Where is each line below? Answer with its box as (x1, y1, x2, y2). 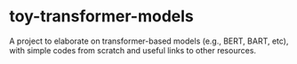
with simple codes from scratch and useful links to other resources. (9, 44, 256, 55)
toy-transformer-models (9, 6, 194, 27)
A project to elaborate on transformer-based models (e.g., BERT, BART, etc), (9, 36, 289, 46)
